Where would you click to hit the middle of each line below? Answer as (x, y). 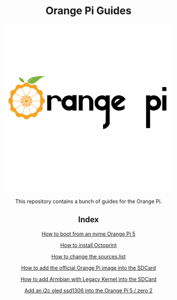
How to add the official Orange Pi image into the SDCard (88, 268)
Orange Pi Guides (88, 11)
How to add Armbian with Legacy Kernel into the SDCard (88, 279)
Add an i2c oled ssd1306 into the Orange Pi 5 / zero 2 (88, 290)
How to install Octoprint (88, 245)
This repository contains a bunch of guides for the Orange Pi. (88, 201)
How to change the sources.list (88, 256)
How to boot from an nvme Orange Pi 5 (88, 234)
